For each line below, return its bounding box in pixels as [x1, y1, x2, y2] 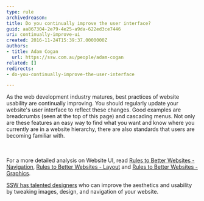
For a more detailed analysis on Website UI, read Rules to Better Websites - [6, 157, 195, 164]
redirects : [6, 65, 34, 72]
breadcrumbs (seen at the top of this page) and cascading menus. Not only [6, 113, 195, 120]
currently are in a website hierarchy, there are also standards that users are [6, 125, 195, 133]
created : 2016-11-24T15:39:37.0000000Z [6, 37, 108, 43]
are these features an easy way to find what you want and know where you [6, 119, 195, 127]
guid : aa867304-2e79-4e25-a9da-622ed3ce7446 [6, 26, 121, 32]
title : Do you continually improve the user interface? [6, 20, 151, 26]
